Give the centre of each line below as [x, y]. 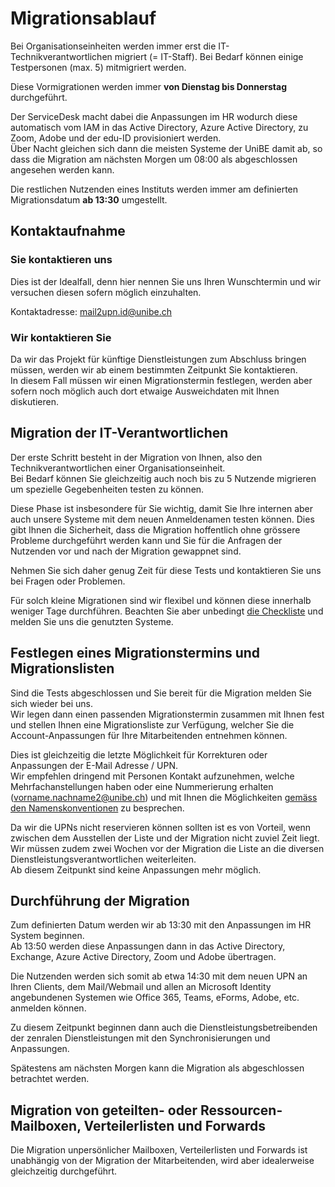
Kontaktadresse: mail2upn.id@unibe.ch [91, 311]
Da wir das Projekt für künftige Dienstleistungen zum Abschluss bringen [158, 359]
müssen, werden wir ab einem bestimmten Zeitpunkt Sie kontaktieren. [154, 369]
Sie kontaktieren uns [61, 260]
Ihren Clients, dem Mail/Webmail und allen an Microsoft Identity [141, 987]
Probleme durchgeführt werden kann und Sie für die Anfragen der [146, 540]
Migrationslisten [62, 668]
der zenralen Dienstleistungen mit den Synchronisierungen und [140, 1038]
